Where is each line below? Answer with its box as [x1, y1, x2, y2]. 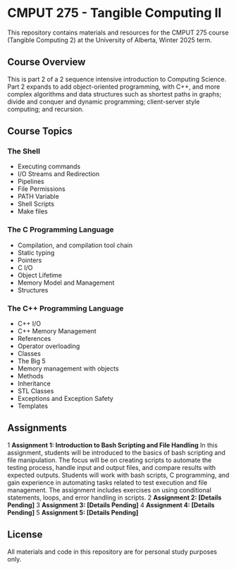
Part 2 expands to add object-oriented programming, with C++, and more [7, 82, 221, 91]
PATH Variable [17, 192, 60, 201]
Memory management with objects [17, 364, 119, 373]
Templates [17, 402, 48, 410]
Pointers [17, 256, 42, 264]
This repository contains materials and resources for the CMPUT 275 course [7, 28, 229, 37]
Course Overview [7, 56, 86, 68]
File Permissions [17, 185, 66, 193]
